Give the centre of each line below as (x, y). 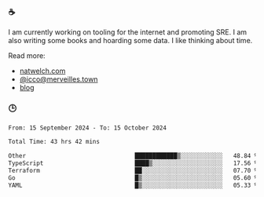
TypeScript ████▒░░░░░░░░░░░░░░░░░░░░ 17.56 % (133, 163)
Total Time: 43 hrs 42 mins (54, 142)
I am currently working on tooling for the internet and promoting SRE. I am (128, 32)
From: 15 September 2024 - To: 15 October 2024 (88, 128)
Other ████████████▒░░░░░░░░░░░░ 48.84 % (133, 156)
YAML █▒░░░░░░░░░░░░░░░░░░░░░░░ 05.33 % (133, 185)
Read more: (27, 56)
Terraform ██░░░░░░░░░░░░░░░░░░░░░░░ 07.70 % (133, 171)
